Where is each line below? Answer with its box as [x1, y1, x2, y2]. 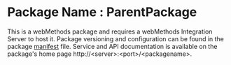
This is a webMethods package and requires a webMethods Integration [7, 27, 213, 36]
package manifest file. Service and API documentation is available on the [7, 42, 218, 50]
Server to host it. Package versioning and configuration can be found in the [7, 34, 224, 43]
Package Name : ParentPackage [7, 4, 197, 20]
